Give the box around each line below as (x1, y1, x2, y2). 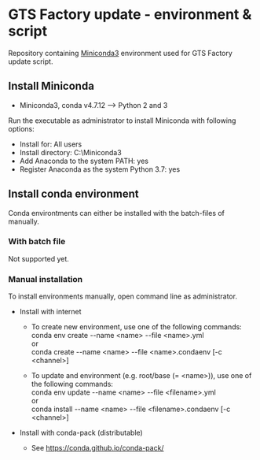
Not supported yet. (8, 254, 69, 263)
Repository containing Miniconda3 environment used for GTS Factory (8, 48, 233, 57)
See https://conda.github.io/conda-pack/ (31, 443, 164, 453)
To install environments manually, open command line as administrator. (8, 291, 238, 301)
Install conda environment (8, 187, 139, 201)
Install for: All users (19, 139, 82, 149)
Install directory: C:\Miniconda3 (19, 147, 122, 157)
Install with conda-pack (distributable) (19, 428, 143, 438)
